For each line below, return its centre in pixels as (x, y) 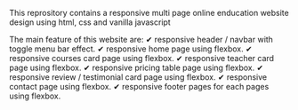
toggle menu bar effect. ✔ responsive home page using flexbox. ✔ (131, 49)
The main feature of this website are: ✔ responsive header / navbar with (141, 39)
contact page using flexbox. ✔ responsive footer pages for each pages (139, 86)
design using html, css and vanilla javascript (90, 22)
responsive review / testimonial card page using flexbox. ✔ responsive (138, 77)
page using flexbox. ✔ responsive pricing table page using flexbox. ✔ (137, 67)
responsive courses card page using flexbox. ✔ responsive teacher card (141, 58)
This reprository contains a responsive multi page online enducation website (149, 13)
